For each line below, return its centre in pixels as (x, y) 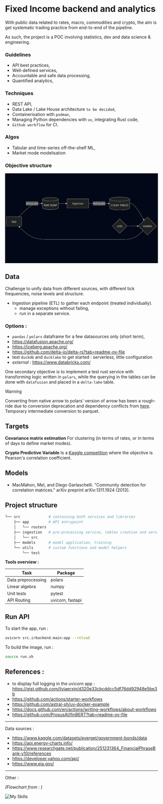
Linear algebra (22, 586)
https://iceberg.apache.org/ (40, 347)
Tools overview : (22, 562)
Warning (13, 391)
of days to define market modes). (38, 443)
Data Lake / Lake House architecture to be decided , (64, 109)
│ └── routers (30, 527)
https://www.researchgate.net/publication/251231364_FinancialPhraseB (84, 748)
